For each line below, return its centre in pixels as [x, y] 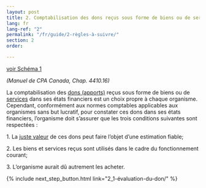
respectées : [22, 125]
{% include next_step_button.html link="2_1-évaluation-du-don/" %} [92, 178]
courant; [17, 155]
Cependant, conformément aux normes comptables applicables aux [92, 105]
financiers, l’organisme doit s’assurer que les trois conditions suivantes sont [102, 118]
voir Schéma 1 [24, 68]
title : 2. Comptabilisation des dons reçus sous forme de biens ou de [98, 18]
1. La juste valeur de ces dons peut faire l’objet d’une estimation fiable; [95, 136]
